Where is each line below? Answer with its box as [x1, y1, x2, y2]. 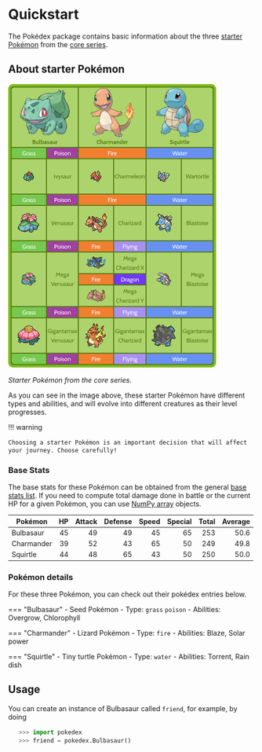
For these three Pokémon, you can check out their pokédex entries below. [8, 589, 247, 599]
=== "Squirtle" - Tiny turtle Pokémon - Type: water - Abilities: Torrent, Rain [8, 652, 249, 662]
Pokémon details [8, 571, 74, 582]
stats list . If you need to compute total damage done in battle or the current [8, 491, 251, 501]
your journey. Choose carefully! [8, 446, 118, 454]
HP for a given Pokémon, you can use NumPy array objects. [8, 499, 202, 508]
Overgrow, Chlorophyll [8, 613, 81, 622]
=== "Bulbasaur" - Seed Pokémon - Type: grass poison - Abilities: [8, 605, 221, 614]
